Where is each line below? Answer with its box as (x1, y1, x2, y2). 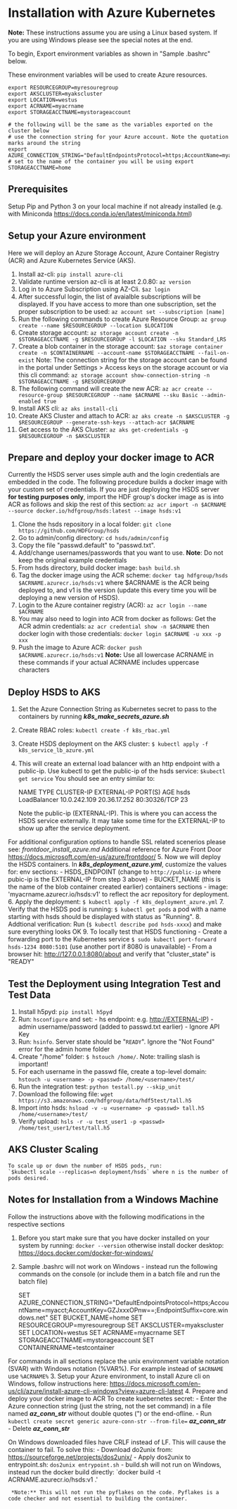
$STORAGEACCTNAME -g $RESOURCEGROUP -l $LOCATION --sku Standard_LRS (18, 336, 227, 343)
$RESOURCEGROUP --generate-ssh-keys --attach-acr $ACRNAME (18, 419, 196, 426)
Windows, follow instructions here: (8, 1379, 108, 1388)
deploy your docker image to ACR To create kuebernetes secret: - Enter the (8, 1394, 227, 1403)
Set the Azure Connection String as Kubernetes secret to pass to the (18, 705, 217, 713)
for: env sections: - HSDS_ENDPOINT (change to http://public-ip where (8, 868, 222, 876)
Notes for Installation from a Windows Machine (8, 1194, 219, 1206)
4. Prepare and (184, 1386, 228, 1395)
